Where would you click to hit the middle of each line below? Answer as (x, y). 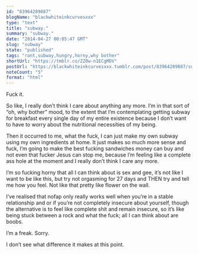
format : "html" (25, 77)
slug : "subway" (25, 45)
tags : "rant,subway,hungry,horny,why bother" (63, 56)
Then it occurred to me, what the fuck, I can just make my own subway (92, 136)
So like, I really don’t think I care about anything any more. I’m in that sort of (98, 106)
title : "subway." (27, 28)
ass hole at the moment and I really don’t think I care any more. (82, 161)
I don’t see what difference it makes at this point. (65, 245)
